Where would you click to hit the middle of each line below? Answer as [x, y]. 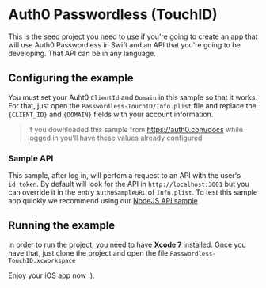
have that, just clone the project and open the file [88, 253]
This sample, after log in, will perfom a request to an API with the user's [125, 176]
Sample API [31, 158]
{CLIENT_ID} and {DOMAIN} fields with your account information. [111, 114]
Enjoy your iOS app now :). [51, 275]
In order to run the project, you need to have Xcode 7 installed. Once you [127, 244]
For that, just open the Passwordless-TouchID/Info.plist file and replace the [133, 105]
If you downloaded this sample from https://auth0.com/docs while [135, 129]
